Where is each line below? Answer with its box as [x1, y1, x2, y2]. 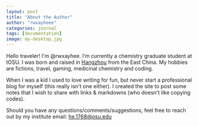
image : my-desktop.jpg [6, 36, 62, 42]
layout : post [6, 8, 38, 15]
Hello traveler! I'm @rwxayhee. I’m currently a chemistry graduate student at [6, 53, 192, 59]
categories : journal [6, 25, 57, 31]
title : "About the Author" [6, 14, 73, 20]
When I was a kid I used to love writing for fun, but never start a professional [6, 76, 192, 83]
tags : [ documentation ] [6, 31, 62, 37]
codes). [6, 95, 25, 102]
